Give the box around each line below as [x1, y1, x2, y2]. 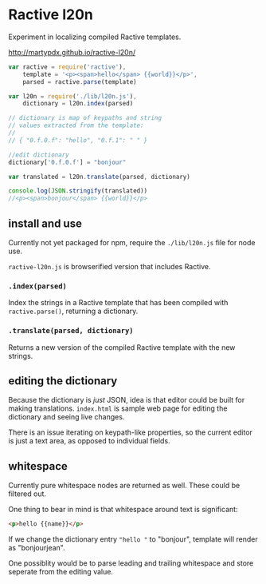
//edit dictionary [8, 150, 69, 159]
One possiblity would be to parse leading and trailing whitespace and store [8, 558, 254, 568]
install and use [8, 217, 82, 230]
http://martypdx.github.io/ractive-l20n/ [8, 47, 136, 57]
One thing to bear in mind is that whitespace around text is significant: [8, 505, 238, 514]
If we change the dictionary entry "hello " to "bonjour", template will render [8, 534, 259, 544]
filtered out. [8, 489, 46, 499]
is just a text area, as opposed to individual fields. [8, 436, 170, 446]
